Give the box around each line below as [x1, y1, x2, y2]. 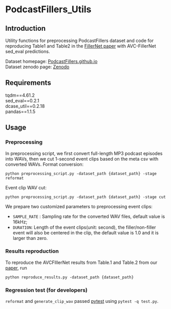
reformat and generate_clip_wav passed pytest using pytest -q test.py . [5, 298, 159, 304]
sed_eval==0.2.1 [5, 97, 39, 103]
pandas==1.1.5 [5, 108, 36, 115]
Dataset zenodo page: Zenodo [5, 64, 70, 70]
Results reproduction [5, 248, 59, 255]
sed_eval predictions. [5, 49, 50, 54]
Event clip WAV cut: [5, 184, 47, 190]
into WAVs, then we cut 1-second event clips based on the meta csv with [5, 156, 159, 162]
